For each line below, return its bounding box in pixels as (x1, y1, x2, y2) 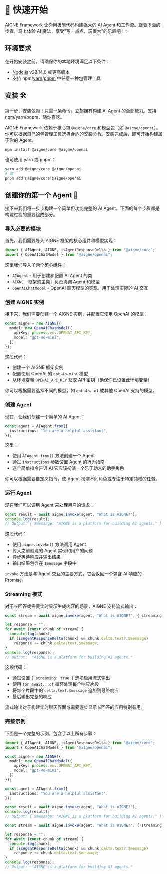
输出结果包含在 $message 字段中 (12, 560, 77, 566)
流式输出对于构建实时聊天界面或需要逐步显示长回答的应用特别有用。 (5, 704, 145, 710)
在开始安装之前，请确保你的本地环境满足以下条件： (5, 58, 110, 64)
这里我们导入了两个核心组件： (5, 262, 66, 268)
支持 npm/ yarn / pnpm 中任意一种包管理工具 (12, 75, 101, 81)
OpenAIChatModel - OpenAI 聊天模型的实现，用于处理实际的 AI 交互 (12, 285, 148, 291)
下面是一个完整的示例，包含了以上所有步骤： (5, 730, 97, 736)
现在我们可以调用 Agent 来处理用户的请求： (5, 502, 95, 508)
